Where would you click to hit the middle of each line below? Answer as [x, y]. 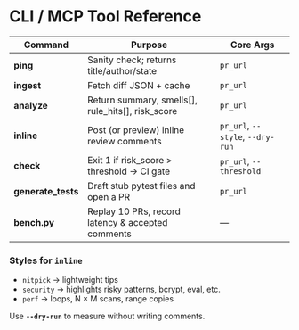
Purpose [149, 45]
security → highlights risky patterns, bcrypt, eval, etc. [121, 289]
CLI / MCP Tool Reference [105, 16]
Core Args [252, 45]
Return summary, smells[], [143, 100]
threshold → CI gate [129, 171]
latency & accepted [128, 222]
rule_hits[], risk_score [133, 111]
